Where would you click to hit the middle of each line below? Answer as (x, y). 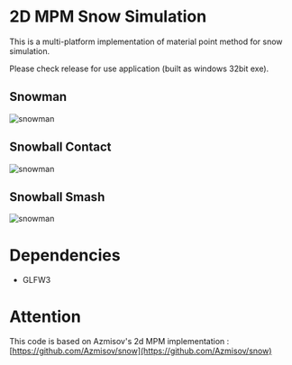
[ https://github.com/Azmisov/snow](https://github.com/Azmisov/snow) (141, 351)
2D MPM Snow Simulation (108, 17)
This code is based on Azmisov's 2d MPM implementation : (119, 342)
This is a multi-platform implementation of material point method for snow (146, 41)
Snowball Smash (57, 197)
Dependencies (65, 255)
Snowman (38, 97)
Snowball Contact (60, 147)
